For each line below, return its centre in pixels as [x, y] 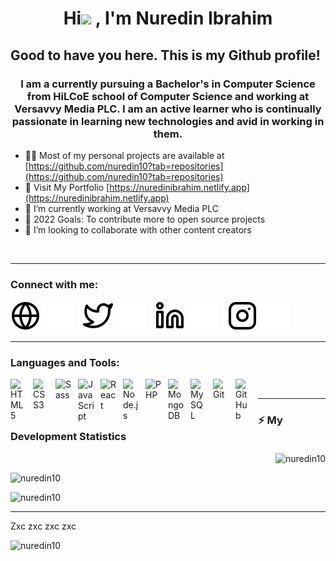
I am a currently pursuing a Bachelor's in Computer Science [168, 84]
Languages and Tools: [65, 363]
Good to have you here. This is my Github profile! [165, 55]
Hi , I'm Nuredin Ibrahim [168, 18]
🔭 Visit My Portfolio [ [67, 187]
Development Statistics [68, 437]
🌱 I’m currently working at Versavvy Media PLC [121, 208]
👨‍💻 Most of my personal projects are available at [124, 155]
